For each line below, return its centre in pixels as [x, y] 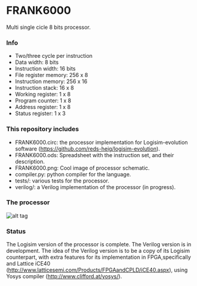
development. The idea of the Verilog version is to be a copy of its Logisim [98, 251]
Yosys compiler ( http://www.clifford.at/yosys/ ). [64, 276]
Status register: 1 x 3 [40, 113]
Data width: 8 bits [37, 62]
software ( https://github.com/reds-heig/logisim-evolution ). [87, 149]
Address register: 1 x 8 [43, 107]
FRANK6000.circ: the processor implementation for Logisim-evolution [101, 142]
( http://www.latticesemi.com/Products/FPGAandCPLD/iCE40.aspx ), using [97, 270]
